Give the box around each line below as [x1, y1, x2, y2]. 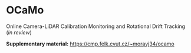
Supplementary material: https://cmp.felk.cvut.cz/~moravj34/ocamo [6, 40, 175, 47]
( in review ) [6, 29, 32, 36]
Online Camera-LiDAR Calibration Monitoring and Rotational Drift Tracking [6, 23, 186, 30]
